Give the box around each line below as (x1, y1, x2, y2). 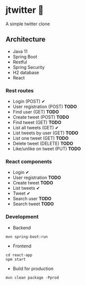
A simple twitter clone (5, 21, 50, 27)
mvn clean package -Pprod (5, 275, 59, 280)
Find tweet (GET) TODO (12, 119, 61, 125)
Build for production (12, 265, 54, 272)
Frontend (12, 243, 32, 249)
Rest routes (5, 87, 34, 94)
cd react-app (5, 252, 33, 257)
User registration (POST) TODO (12, 104, 77, 110)
